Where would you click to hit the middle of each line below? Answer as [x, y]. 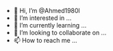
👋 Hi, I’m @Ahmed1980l [47, 11]
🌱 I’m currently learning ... [50, 25]
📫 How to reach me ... [45, 40]
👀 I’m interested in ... [42, 18]
